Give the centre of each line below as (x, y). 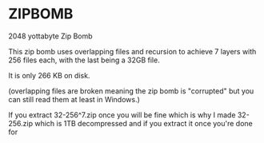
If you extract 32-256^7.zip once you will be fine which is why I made (122, 115)
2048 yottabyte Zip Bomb (51, 36)
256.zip (21, 123)
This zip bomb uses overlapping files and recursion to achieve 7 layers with (132, 51)
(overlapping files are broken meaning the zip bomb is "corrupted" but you (131, 91)
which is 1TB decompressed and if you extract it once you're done (144, 123)
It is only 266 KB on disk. (49, 75)
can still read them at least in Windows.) (74, 99)
